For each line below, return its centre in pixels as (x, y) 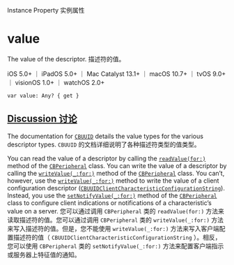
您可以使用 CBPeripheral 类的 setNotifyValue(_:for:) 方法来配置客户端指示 (116, 245)
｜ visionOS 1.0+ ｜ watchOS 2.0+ (56, 82)
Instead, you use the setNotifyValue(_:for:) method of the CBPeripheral (112, 195)
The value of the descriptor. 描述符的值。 (66, 59)
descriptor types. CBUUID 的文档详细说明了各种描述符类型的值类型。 (104, 144)
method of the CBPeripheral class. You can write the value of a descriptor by (117, 165)
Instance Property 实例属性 (46, 10)
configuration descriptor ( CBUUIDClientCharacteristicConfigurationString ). (116, 188)
